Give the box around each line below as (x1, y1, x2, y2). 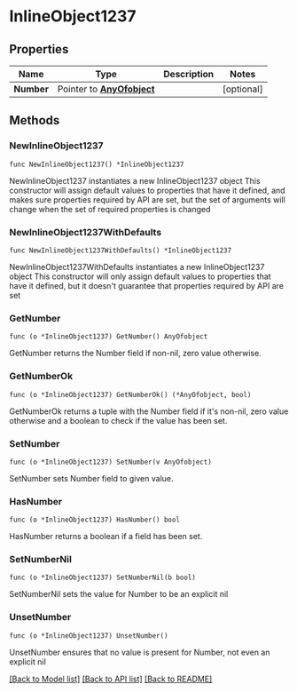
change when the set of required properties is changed (9, 203, 211, 214)
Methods (9, 113, 60, 128)
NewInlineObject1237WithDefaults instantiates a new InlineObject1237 (9, 261, 265, 272)
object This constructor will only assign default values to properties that (9, 271, 272, 282)
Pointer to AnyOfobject (57, 83, 155, 95)
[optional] (222, 83, 263, 95)
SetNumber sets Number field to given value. (9, 473, 174, 483)
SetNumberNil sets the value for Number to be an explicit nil (9, 589, 229, 600)
